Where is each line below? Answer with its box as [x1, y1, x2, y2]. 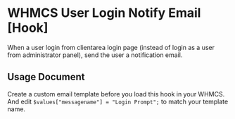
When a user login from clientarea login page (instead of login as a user [7, 43, 215, 51]
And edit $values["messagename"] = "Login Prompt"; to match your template [7, 97, 229, 106]
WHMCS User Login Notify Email [7, 5, 201, 21]
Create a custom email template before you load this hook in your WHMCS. [7, 89, 225, 98]
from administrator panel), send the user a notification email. [7, 51, 183, 59]
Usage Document [7, 71, 85, 83]
